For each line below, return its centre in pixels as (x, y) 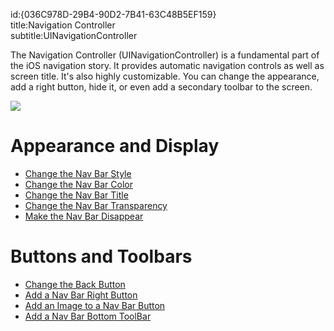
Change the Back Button (75, 284)
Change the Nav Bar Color (78, 184)
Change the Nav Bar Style (78, 173)
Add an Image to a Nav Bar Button (95, 305)
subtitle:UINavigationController (74, 35)
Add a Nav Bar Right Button (81, 295)
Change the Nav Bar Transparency (96, 205)
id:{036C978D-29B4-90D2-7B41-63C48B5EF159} (113, 14)
